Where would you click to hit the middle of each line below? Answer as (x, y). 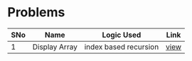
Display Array (55, 47)
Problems (36, 12)
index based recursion (122, 47)
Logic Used (122, 35)
